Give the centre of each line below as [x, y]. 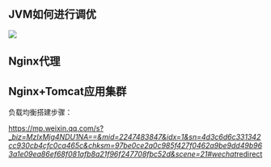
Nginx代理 [34, 62]
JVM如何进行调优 [53, 15]
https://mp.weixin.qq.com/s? [56, 128]
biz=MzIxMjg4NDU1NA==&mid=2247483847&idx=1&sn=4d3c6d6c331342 [136, 137]
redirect [250, 154]
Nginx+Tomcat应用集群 [68, 91]
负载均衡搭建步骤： [40, 112]
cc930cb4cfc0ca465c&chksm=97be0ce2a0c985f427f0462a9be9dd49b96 [135, 146]
